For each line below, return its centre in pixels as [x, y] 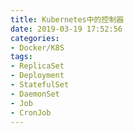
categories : [35, 38]
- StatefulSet [40, 85]
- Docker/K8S [37, 47]
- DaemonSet [35, 94]
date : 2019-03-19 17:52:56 [66, 29]
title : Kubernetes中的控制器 [67, 19]
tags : [21, 57]
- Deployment [37, 76]
